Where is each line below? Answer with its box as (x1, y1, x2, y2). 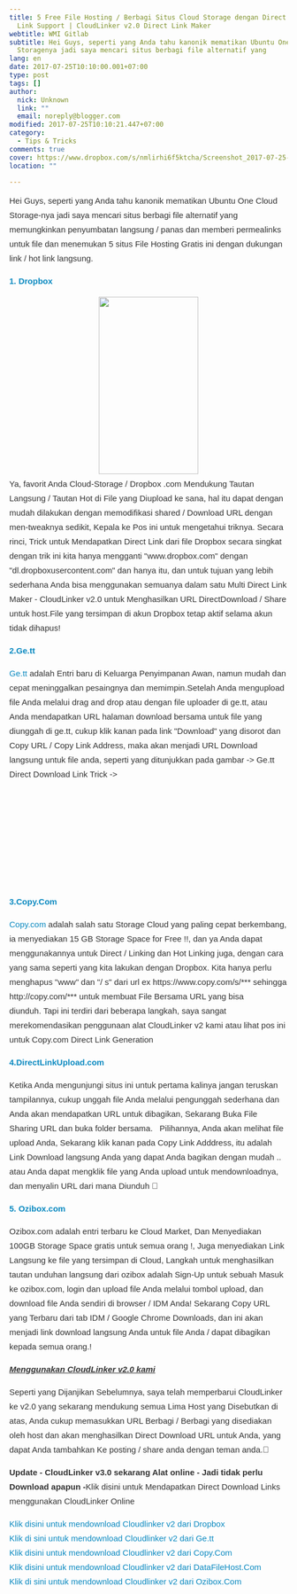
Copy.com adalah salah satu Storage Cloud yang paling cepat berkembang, (9, 919, 287, 930)
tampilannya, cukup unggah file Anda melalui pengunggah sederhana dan (9, 1094, 280, 1105)
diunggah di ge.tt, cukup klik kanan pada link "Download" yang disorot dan (9, 726, 281, 737)
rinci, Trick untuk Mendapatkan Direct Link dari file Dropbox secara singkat (9, 536, 282, 547)
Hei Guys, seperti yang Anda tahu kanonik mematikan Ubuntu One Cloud (9, 196, 278, 207)
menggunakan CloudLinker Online (9, 1496, 135, 1507)
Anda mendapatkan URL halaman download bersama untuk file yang (9, 711, 263, 723)
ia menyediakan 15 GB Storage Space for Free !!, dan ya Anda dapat (9, 934, 263, 944)
